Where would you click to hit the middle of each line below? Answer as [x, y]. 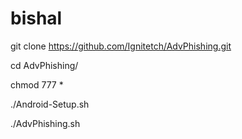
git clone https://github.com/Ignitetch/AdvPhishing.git [121, 46]
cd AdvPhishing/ [44, 65]
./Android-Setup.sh [50, 104]
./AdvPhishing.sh [45, 123]
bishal [36, 18]
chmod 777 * [37, 84]
